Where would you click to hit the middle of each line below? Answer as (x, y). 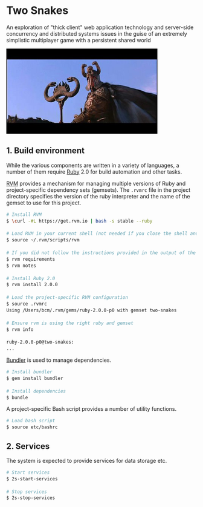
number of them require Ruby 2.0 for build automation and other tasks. (94, 172)
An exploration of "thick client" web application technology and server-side (100, 27)
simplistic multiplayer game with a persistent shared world (79, 40)
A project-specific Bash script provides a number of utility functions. (92, 409)
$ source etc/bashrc (32, 427)
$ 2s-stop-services (31, 498)
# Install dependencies (36, 391)
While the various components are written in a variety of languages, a (93, 165)
